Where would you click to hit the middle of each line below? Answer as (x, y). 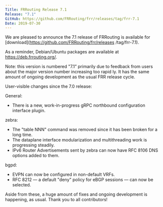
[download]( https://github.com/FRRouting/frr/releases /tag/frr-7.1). (72, 43)
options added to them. (36, 156)
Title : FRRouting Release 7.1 (36, 10)
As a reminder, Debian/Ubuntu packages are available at (62, 52)
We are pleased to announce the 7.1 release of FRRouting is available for (78, 37)
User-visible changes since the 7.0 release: (49, 87)
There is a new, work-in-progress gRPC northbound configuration (79, 105)
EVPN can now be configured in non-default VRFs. (64, 175)
